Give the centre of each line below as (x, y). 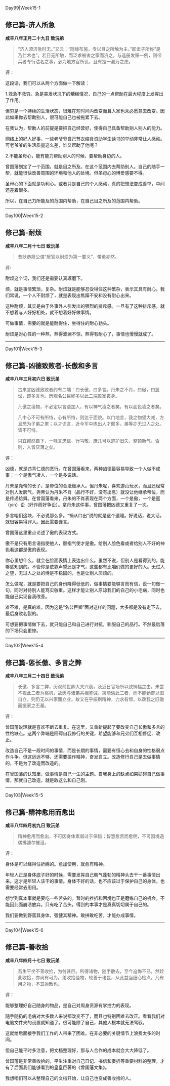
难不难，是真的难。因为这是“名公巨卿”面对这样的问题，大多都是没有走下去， (85, 607)
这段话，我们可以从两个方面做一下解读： (47, 83)
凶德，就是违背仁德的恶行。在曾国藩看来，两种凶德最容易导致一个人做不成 (83, 469)
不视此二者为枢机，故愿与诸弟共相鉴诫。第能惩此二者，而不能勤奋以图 (91, 693)
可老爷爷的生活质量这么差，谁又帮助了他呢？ (52, 145)
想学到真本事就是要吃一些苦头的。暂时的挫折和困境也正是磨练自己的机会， (83, 898)
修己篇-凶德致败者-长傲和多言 (52, 366)
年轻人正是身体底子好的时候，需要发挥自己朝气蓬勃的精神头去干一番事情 (80, 875)
